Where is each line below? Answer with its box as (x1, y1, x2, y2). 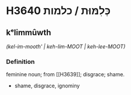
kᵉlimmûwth (6, 28, 51, 38)
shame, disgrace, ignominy (14, 82, 80, 89)
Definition (6, 57, 35, 66)
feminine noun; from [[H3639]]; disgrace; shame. (6, 71, 125, 78)
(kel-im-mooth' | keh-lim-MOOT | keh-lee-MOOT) (6, 43, 126, 50)
